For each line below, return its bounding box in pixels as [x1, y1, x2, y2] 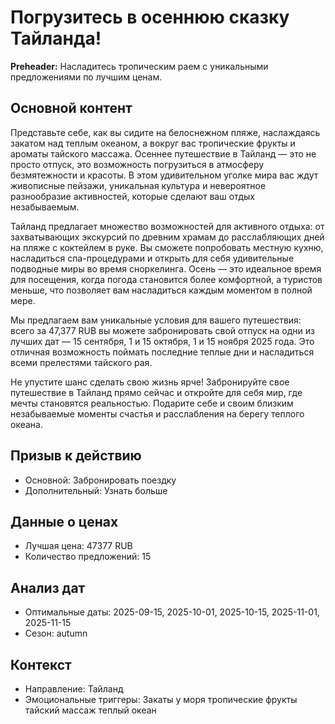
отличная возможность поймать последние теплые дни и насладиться [10, 346, 315, 358]
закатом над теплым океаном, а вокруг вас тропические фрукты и [10, 137, 296, 149]
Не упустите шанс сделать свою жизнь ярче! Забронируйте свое [10, 376, 290, 388]
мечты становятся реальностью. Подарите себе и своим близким [10, 397, 294, 409]
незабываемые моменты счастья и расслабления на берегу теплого [10, 407, 305, 420]
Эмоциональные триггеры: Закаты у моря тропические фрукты [24, 694, 298, 705]
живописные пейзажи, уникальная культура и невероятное [10, 179, 267, 191]
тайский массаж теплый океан [24, 704, 157, 716]
